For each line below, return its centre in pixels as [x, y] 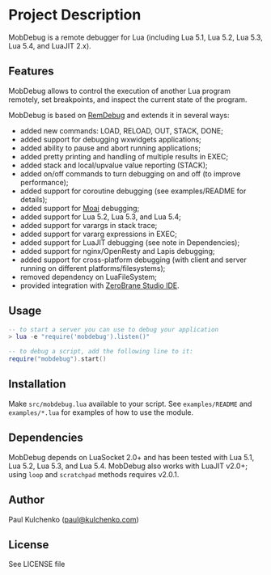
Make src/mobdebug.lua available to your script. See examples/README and [130, 404]
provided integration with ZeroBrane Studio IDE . [100, 285]
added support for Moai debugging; [80, 208]
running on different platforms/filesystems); [93, 268]
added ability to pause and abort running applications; [110, 148]
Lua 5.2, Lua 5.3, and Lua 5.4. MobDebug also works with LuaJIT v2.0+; [128, 466]
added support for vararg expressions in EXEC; [99, 234]
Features [31, 72]
